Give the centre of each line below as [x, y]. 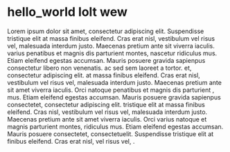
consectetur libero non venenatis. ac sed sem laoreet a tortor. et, [99, 68]
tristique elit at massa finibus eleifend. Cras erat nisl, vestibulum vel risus [111, 38]
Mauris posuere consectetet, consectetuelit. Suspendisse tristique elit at [110, 134]
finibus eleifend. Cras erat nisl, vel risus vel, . [71, 141]
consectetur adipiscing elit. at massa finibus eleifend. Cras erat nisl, [104, 75]
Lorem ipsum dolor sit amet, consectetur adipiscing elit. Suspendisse [106, 31]
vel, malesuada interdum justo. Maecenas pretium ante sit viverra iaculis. [111, 46]
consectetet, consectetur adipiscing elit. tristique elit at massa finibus [106, 104]
